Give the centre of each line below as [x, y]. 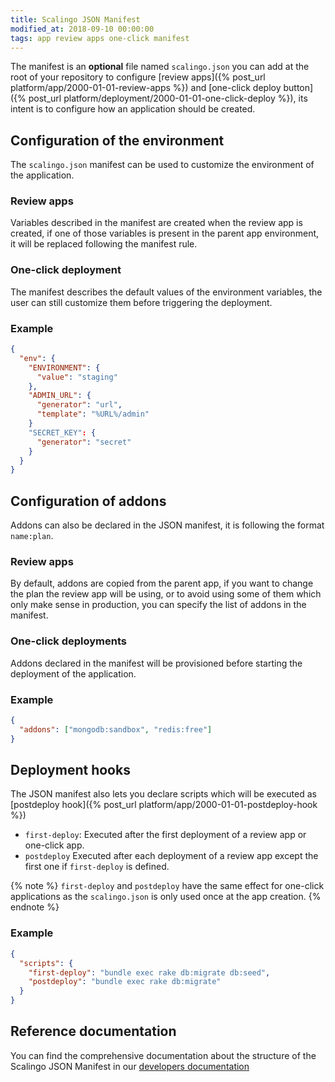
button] [298, 88]
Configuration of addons [88, 501]
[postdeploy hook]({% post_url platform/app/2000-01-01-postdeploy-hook [164, 805]
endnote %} [35, 907]
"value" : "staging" [77, 377]
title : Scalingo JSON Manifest [75, 19]
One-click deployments [68, 641]
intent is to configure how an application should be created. [133, 109]
